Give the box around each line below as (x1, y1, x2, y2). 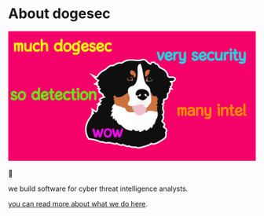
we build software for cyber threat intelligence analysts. (8, 184, 189, 193)
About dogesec (8, 5, 112, 23)
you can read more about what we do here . (8, 200, 148, 209)
